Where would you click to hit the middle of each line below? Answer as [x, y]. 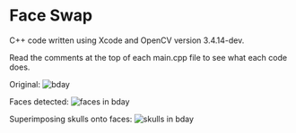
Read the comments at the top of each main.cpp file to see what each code [148, 57]
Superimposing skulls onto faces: [71, 119]
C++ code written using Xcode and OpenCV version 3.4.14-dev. [127, 40]
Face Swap [51, 16]
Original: [25, 84]
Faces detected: [39, 101]
